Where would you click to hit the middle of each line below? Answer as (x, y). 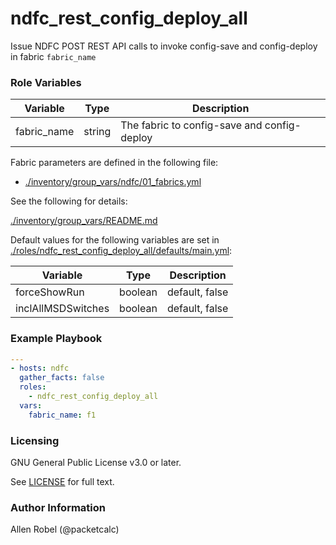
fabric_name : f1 (62, 415)
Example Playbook (56, 339)
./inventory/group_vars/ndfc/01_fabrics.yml (113, 182)
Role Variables (46, 82)
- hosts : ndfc (40, 368)
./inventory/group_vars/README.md (84, 221)
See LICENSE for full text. (62, 481)
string (97, 132)
